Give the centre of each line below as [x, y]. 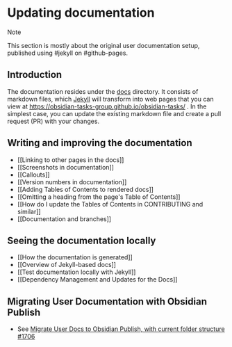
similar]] [29, 211]
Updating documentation [81, 13]
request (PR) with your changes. [53, 121]
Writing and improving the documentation [100, 143]
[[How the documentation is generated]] [75, 257]
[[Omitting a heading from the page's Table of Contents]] [99, 197]
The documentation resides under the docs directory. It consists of [103, 91]
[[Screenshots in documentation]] [66, 167]
